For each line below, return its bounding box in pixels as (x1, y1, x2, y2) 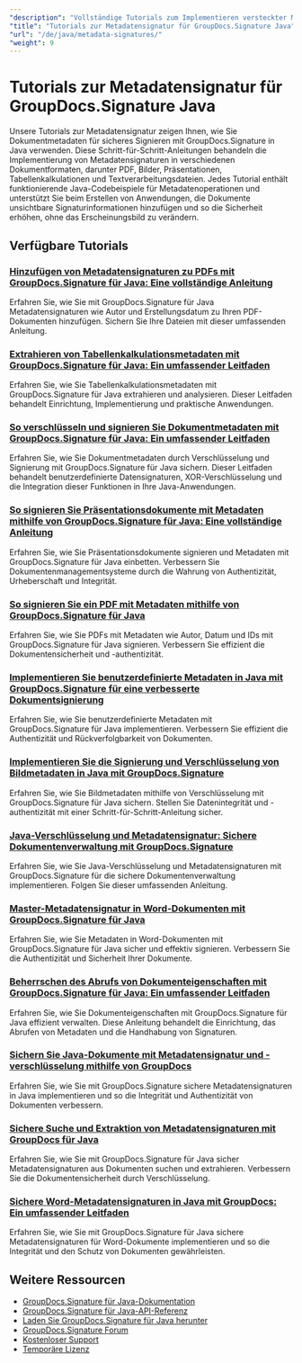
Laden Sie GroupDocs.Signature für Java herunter (22, 1315, 209, 1326)
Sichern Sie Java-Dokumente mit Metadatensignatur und (9, 1049, 264, 1062)
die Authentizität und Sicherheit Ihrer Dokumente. (9, 953, 193, 964)
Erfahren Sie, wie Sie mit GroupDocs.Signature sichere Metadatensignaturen (9, 1081, 293, 1091)
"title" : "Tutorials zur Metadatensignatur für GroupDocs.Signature (9, 22, 271, 31)
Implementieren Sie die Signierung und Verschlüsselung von (9, 756, 280, 768)
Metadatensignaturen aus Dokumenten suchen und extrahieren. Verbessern (9, 1163, 290, 1174)
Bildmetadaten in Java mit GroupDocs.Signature (9, 767, 225, 779)
